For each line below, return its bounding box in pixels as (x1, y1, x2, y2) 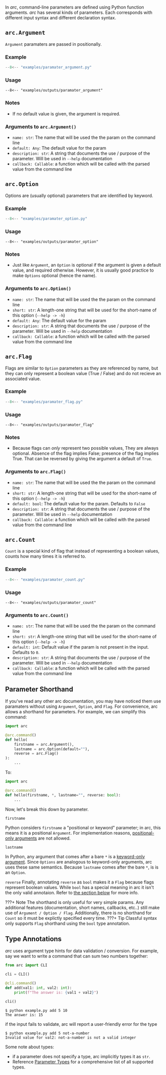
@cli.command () (5, 981, 37, 986)
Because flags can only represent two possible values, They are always (12, 445, 159, 451)
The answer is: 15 (5, 1012, 43, 1017)
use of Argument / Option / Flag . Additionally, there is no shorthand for (5, 910, 152, 916)
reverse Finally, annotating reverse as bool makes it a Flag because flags (5, 879, 155, 885)
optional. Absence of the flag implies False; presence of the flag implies (12, 450, 159, 457)
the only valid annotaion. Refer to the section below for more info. (5, 889, 139, 895)
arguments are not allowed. (14, 835, 71, 841)
